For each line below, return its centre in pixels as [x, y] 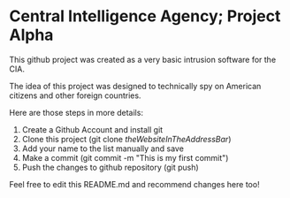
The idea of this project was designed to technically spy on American [135, 86]
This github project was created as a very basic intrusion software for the [143, 59]
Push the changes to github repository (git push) [110, 167]
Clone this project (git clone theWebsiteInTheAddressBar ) [126, 139]
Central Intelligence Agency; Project [145, 16]
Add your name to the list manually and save [103, 148]
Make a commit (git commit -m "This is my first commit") [125, 157]
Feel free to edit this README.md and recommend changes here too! [134, 184]
